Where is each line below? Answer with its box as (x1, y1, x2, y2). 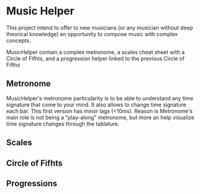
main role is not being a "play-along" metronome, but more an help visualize (6, 114, 195, 121)
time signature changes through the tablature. (6, 120, 120, 127)
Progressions (6, 178, 58, 189)
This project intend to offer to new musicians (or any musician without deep (6, 24, 193, 31)
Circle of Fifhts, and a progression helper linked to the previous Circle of (6, 55, 185, 62)
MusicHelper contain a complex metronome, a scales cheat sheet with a (6, 48, 185, 55)
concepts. (6, 37, 31, 44)
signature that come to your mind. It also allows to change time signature (6, 101, 186, 108)
